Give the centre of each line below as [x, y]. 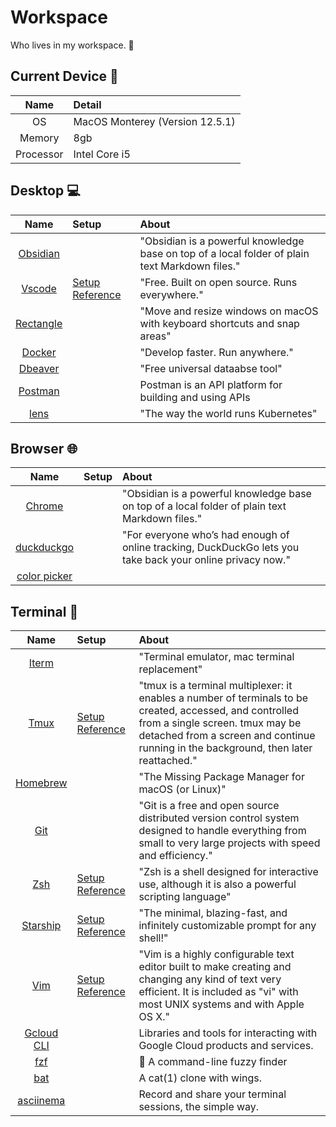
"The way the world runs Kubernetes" [228, 413]
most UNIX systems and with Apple [221, 1004]
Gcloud [41, 1033]
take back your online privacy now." [206, 560]
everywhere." [171, 294]
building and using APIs [195, 397]
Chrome [44, 506]
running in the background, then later [225, 748]
